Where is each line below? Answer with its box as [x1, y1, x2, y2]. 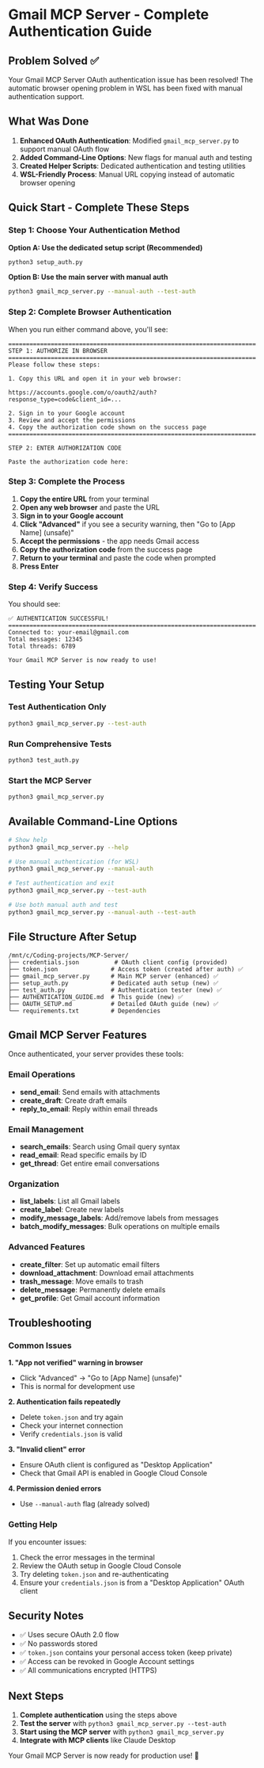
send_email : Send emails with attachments [19, 1087, 160, 1096]
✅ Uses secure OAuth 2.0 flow [19, 1630, 119, 1640]
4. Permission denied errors [8, 1484, 102, 1494]
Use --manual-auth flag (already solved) [19, 1499, 150, 1509]
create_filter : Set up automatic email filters [19, 1259, 160, 1269]
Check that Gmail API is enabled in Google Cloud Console [19, 1468, 208, 1478]
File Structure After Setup [8, 930, 137, 944]
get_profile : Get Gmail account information [19, 1293, 160, 1303]
